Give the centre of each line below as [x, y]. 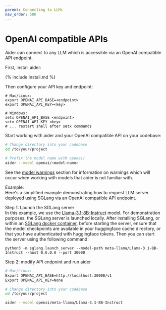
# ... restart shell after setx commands [49, 126]
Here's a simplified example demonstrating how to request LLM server [77, 192]
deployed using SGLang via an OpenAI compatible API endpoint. [71, 198]
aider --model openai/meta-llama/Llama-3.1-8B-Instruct [64, 303]
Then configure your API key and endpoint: [49, 87]
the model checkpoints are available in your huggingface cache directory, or [83, 229]
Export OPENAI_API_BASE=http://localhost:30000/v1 [58, 275]
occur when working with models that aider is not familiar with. [69, 177]
